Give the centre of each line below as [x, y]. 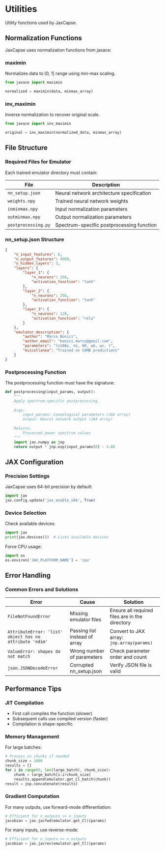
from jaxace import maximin [34, 83]
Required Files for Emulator [38, 162]
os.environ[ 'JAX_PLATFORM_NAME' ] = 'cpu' [48, 560]
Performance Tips [33, 689]
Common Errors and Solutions [42, 589]
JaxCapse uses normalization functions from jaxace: [58, 50]
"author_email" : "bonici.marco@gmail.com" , [68, 341]
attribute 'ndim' [28, 642]
